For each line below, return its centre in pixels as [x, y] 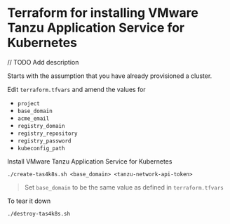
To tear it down [29, 201]
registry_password [44, 141]
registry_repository [47, 133]
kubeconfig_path [41, 148]
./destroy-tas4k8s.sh [39, 213]
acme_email [33, 118]
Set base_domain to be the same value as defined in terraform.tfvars [124, 187]
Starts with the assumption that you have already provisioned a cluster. [110, 76]
